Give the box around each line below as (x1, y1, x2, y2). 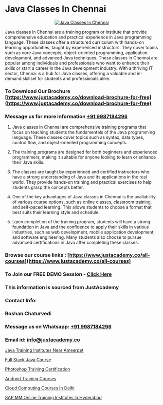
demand (5, 76, 22, 81)
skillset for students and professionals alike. (22, 76, 110, 81)
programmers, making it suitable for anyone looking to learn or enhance (12, 154, 156, 160)
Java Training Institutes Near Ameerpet (5, 347, 84, 353)
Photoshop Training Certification (5, 366, 71, 372)
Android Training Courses (5, 375, 57, 381)
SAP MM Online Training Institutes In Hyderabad (5, 394, 102, 400)
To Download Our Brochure (5, 88, 71, 95)
